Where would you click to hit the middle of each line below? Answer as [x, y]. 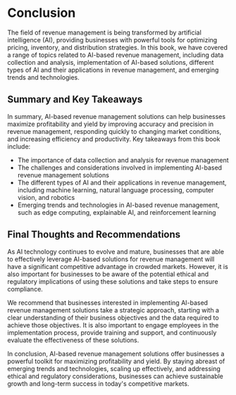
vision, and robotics [46, 197]
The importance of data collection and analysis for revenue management [123, 160]
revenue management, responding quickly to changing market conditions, [114, 131]
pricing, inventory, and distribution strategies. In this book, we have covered [117, 47]
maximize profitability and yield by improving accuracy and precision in [111, 124]
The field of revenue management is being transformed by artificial [105, 32]
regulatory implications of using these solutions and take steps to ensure [113, 281]
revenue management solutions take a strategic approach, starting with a [113, 310]
